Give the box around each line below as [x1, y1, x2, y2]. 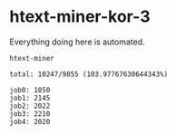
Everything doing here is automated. [9, 36, 145, 47]
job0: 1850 [9, 85, 51, 94]
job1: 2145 [9, 93, 51, 102]
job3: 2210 [9, 109, 51, 119]
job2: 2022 [9, 101, 51, 111]
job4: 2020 [9, 117, 51, 126]
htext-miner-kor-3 [9, 6, 151, 27]
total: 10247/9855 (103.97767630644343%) [9, 70, 169, 79]
